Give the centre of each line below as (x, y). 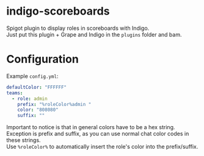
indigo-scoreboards (58, 11)
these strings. (24, 140)
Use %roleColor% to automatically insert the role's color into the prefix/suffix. (102, 147)
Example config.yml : (32, 76)
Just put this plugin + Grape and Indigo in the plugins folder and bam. (94, 34)
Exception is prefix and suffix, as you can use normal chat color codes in (98, 134)
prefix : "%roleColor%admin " (54, 104)
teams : (15, 93)
